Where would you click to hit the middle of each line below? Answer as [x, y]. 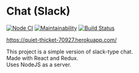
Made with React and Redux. [42, 58]
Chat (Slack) [38, 11]
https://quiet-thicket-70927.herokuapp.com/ [62, 40]
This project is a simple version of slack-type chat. [69, 51]
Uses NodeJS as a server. [39, 64]
